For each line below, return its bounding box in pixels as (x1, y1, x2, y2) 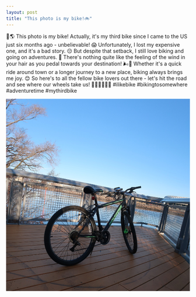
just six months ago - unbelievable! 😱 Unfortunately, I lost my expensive (6, 41, 180, 48)
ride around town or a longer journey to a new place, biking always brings (6, 68, 183, 75)
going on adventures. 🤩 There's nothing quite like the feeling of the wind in (6, 53, 185, 61)
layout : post (6, 9, 38, 15)
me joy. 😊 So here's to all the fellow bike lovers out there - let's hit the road (6, 75, 187, 82)
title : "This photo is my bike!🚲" (6, 15, 92, 22)
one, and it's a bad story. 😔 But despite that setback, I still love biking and (6, 47, 184, 54)
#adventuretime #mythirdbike (6, 87, 78, 94)
